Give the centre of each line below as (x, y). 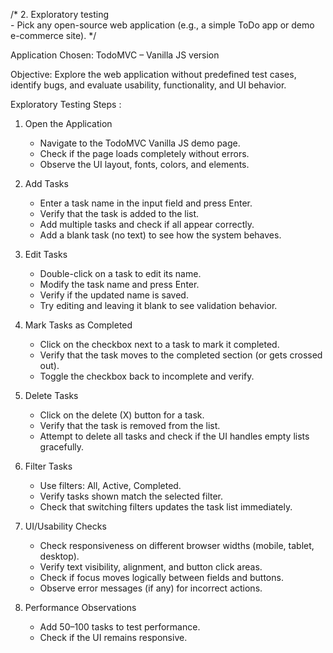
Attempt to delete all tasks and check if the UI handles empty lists (174, 436)
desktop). (59, 556)
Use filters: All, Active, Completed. (110, 485)
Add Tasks (46, 183)
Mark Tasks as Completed (78, 325)
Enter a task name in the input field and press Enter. (146, 203)
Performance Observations (80, 607)
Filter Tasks (48, 466)
